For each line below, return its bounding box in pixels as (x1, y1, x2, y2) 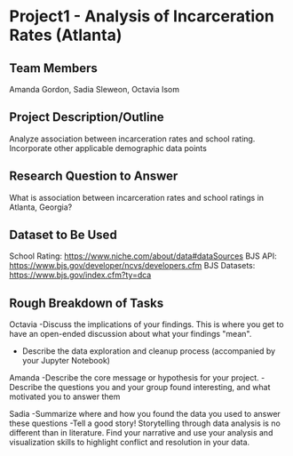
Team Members (9, 60, 98, 76)
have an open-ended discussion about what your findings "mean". (9, 329, 252, 340)
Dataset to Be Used (9, 228, 117, 243)
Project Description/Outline (9, 109, 164, 125)
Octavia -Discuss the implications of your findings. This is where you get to (9, 319, 284, 330)
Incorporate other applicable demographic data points (9, 142, 207, 153)
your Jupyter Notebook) (21, 356, 111, 366)
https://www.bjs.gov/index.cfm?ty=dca (9, 269, 152, 281)
